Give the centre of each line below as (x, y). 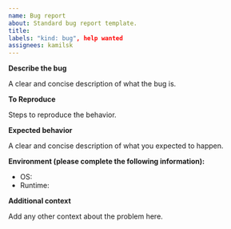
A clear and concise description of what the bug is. (92, 84)
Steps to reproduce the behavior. (63, 115)
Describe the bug (38, 68)
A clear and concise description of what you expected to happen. (116, 146)
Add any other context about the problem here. (86, 216)
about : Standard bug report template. (73, 23)
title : (19, 30)
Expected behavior (40, 131)
